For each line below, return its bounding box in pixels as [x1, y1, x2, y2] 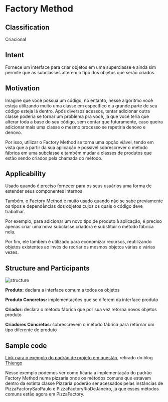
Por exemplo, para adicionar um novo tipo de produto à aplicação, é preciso [5, 218, 162, 224]
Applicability [5, 170, 46, 178]
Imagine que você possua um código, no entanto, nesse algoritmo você [5, 97, 153, 103]
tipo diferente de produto [5, 327, 57, 333]
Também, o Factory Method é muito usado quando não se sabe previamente [5, 198, 163, 204]
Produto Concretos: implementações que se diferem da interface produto [5, 297, 158, 303]
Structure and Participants [5, 264, 90, 273]
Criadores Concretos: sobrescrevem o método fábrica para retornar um [5, 322, 154, 328]
